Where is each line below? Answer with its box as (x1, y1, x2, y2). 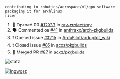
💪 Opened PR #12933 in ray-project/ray (12, 22, 92, 27)
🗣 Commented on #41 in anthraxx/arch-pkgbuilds (12, 27, 114, 33)
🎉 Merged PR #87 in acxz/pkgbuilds (12, 49, 85, 55)
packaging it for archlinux (5, 9, 63, 14)
